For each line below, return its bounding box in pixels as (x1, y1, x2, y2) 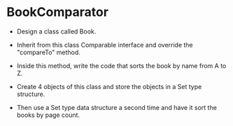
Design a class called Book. (16, 27, 97, 36)
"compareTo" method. (16, 48, 81, 56)
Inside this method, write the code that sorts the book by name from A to (16, 61, 227, 70)
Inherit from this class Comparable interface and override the (16, 40, 193, 49)
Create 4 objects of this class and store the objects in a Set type (16, 82, 202, 90)
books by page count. (16, 111, 80, 119)
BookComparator (6, 4, 109, 20)
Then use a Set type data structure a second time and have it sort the (16, 103, 218, 111)
